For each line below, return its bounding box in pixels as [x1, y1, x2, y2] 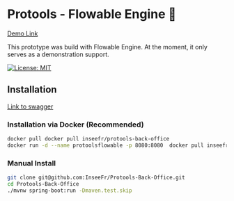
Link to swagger [7, 102, 54, 111]
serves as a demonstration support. [7, 50, 109, 58]
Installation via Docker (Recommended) [7, 120, 144, 129]
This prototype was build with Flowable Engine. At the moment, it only [7, 42, 208, 51]
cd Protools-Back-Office [7, 180, 79, 187]
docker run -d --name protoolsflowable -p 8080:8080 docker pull [7, 142, 204, 149]
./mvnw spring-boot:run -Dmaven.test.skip [7, 187, 132, 194]
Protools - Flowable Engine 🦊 [7, 6, 177, 22]
